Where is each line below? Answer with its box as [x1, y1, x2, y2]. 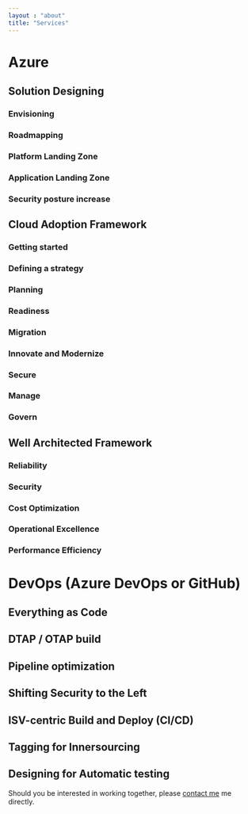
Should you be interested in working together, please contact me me [8, 788, 232, 797]
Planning [8, 284, 44, 295]
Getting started [8, 242, 69, 252]
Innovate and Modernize [8, 348, 105, 359]
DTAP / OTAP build [8, 632, 101, 646]
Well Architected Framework [8, 436, 153, 449]
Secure [8, 369, 37, 380]
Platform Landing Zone [8, 151, 98, 162]
